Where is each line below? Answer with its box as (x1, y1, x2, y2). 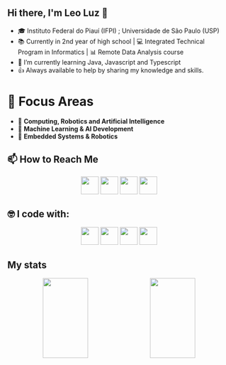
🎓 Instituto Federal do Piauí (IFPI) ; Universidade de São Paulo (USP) (17, 26, 220, 35)
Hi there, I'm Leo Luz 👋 (7, 7, 108, 19)
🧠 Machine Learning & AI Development (17, 124, 134, 133)
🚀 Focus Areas (7, 94, 94, 109)
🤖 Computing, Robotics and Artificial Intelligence (17, 116, 165, 125)
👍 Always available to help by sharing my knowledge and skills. (17, 65, 204, 75)
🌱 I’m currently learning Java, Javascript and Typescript (17, 58, 181, 66)
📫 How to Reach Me (7, 153, 98, 165)
